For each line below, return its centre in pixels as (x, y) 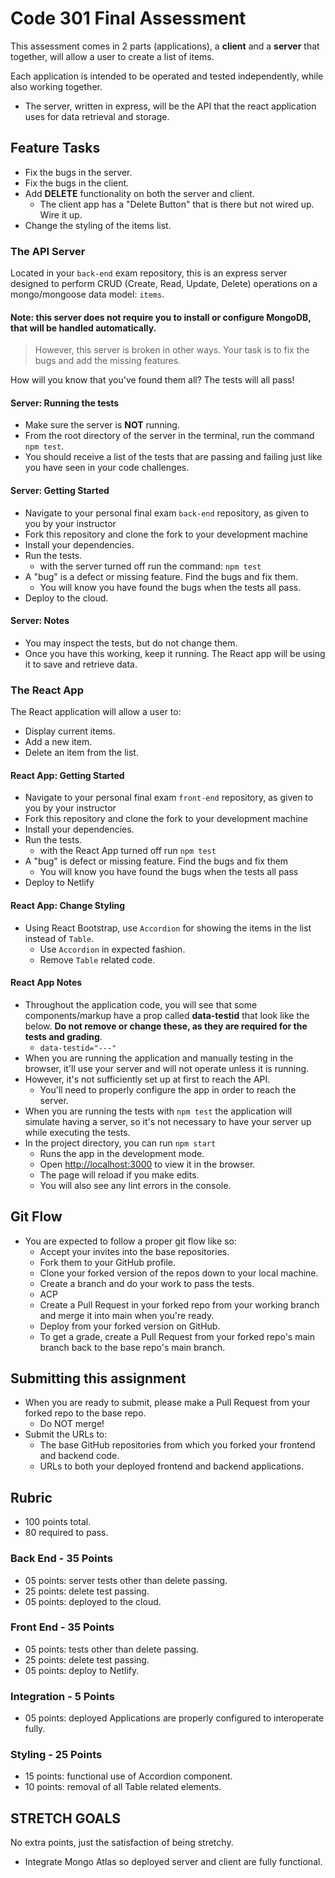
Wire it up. (61, 214)
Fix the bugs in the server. (78, 172)
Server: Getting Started (60, 491)
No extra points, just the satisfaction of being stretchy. (122, 1843)
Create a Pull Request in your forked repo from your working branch (179, 1304)
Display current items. (70, 731)
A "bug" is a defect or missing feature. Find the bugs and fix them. (161, 576)
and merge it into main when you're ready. (127, 1315)
